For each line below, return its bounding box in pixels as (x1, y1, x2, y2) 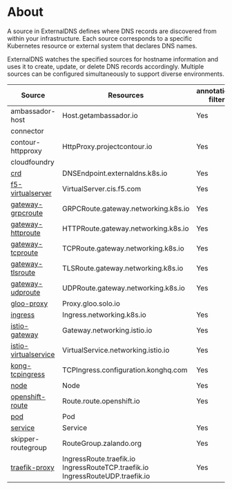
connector (10, 126, 44, 135)
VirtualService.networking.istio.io (61, 345, 170, 355)
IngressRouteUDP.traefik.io (61, 471, 151, 480)
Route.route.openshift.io (61, 396, 140, 406)
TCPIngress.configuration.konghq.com (61, 365, 188, 375)
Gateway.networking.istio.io (61, 325, 153, 335)
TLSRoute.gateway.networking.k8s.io (61, 263, 184, 273)
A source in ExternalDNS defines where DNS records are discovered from (7, 27, 217, 35)
